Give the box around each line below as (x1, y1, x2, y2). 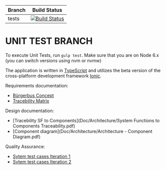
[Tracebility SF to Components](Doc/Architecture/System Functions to (12, 117, 160, 123)
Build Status (32, 7, 62, 13)
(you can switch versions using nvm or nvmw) (5, 57, 102, 63)
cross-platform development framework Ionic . (5, 73, 102, 79)
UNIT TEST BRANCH (5, 36, 93, 47)
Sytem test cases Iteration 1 (12, 153, 71, 159)
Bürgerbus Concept (12, 92, 54, 98)
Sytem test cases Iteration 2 (12, 158, 72, 164)
